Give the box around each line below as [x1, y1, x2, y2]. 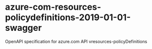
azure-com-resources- [5, 1, 101, 13]
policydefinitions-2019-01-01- [5, 12, 131, 23]
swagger [5, 23, 42, 33]
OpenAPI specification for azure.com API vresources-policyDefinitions [5, 38, 148, 44]
